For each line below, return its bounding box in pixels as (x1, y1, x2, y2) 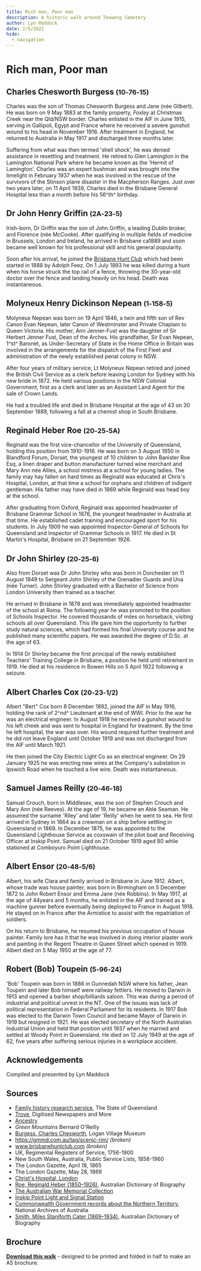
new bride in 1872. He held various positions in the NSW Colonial (6, 377, 167, 384)
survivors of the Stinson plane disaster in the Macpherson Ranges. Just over (6, 178, 196, 185)
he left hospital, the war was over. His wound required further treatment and (6, 729, 194, 736)
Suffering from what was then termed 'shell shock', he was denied (6, 146, 170, 153)
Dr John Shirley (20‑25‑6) (6, 553, 99, 563)
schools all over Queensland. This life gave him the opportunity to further (6, 619, 187, 626)
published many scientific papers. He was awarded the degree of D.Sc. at (6, 632, 188, 640)
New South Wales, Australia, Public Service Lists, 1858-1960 (14, 1155, 164, 1163)
